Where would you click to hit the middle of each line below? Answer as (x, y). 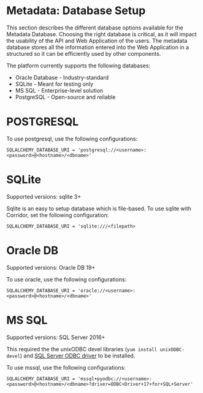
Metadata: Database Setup (76, 11)
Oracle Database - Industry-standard (62, 77)
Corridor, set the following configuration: (58, 215)
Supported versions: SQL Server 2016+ (56, 337)
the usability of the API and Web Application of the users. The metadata (97, 40)
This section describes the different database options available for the (95, 28)
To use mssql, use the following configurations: (66, 367)
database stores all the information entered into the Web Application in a (98, 47)
